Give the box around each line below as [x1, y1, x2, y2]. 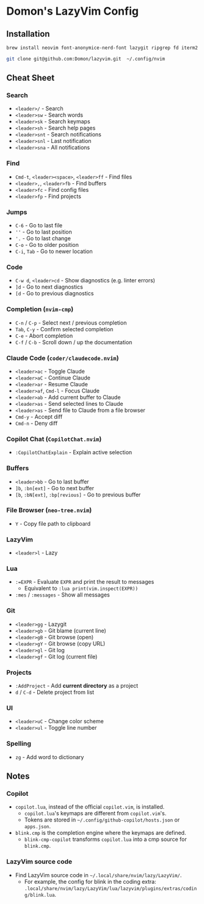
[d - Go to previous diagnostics [15, 290, 94, 297]
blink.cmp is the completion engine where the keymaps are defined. [15, 829, 186, 837]
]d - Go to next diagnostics [15, 283, 84, 291]
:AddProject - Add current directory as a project [15, 682, 139, 689]
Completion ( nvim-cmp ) [6, 305, 74, 314]
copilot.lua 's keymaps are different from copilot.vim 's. [24, 810, 167, 817]
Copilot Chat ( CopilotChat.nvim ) [6, 435, 102, 443]
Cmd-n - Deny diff [15, 419, 58, 427]
